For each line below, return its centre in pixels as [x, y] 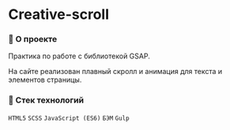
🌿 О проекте [33, 39]
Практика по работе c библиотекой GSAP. [79, 56]
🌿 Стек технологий [46, 100]
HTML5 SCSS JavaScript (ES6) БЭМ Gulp [69, 118]
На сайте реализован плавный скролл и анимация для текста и [115, 72]
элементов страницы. [45, 80]
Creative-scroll [58, 15]
